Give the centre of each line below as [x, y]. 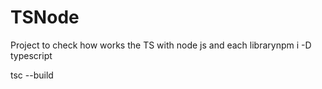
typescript [31, 55]
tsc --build [32, 75]
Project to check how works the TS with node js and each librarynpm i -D [161, 45]
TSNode [45, 17]
